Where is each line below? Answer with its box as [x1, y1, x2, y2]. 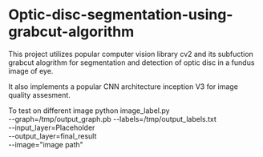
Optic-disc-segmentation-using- [8, 6, 233, 24]
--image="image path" [8, 139, 84, 149]
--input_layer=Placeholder [8, 123, 95, 132]
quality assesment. [8, 90, 71, 99]
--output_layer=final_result [8, 131, 97, 141]
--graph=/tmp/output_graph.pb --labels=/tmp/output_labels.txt [8, 114, 216, 123]
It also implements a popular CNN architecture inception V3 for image [8, 82, 239, 91]
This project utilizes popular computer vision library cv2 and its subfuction [8, 49, 254, 58]
